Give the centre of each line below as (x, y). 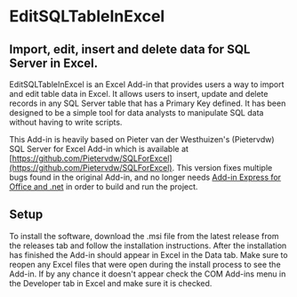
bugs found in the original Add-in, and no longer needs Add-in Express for (145, 177)
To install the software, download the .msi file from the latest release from (144, 236)
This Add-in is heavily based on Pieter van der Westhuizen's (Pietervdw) (142, 139)
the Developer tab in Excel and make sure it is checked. (111, 283)
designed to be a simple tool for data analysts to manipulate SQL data (136, 112)
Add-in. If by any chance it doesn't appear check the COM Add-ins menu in (148, 274)
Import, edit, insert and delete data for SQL (130, 49)
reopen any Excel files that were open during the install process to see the (145, 264)
